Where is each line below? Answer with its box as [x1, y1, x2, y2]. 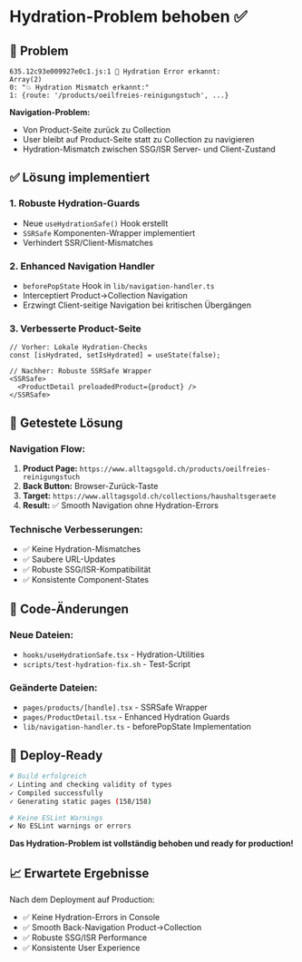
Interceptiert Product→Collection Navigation [22, 290, 188, 300]
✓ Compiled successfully [9, 788, 103, 798]
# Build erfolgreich [9, 771, 88, 781]
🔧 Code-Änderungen [9, 601, 130, 616]
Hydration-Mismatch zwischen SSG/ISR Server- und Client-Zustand [22, 143, 277, 154]
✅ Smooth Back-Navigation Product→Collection [22, 922, 202, 933]
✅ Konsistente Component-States [22, 574, 150, 585]
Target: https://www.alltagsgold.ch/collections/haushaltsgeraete [22, 490, 277, 501]
